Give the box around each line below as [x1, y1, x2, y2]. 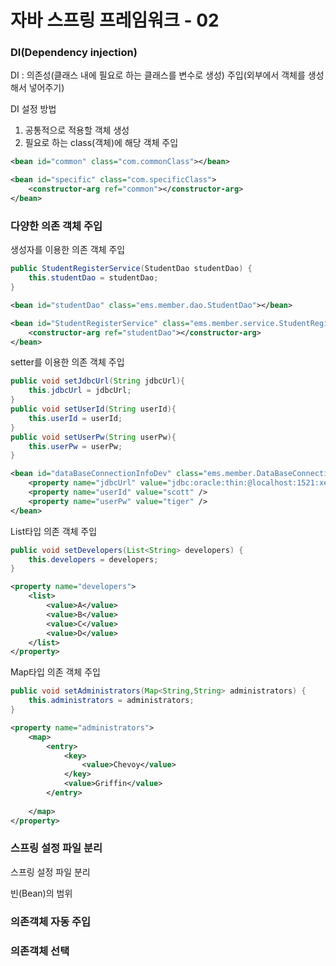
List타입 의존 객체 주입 [10, 525, 98, 537]
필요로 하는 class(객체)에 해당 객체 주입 [24, 137, 179, 149]
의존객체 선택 [10, 944, 70, 958]
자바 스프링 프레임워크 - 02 [10, 9, 220, 32]
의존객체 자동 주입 [10, 914, 92, 928]
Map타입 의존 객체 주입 [10, 666, 101, 678]
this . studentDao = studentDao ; [28, 273, 159, 283]
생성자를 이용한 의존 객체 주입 [10, 244, 126, 256]
